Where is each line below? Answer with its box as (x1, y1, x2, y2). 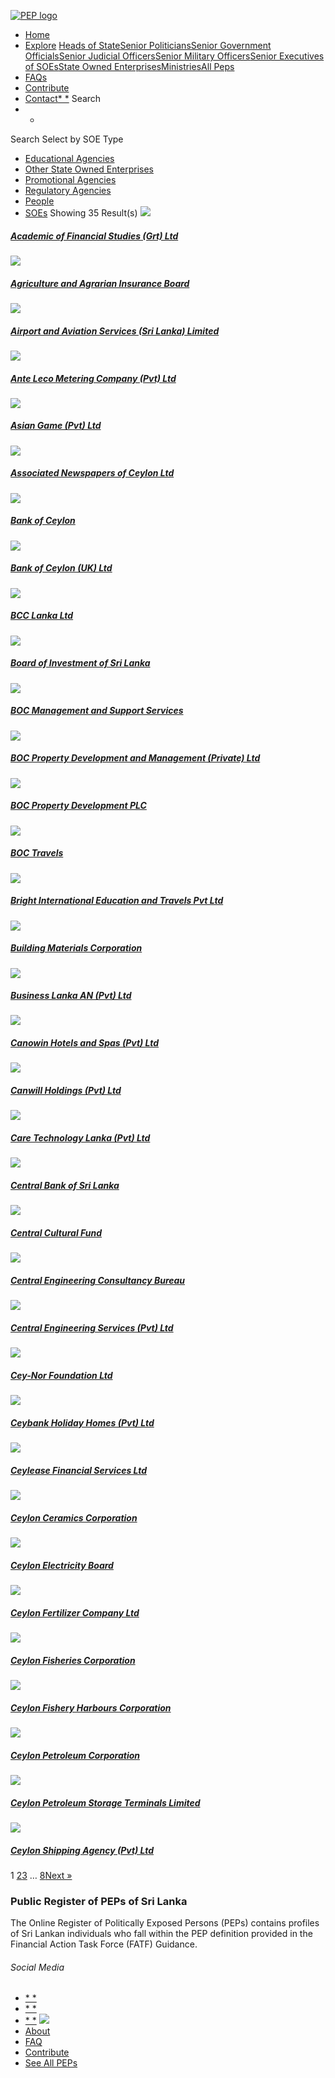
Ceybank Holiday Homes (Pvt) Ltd (10, 1416, 155, 1429)
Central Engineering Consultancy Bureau (10, 1274, 186, 1286)
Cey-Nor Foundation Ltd (10, 1369, 113, 1381)
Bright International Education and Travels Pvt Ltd (10, 895, 224, 907)
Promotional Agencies (24, 174, 117, 185)
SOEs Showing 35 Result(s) (24, 207, 138, 219)
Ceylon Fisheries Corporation (10, 1654, 136, 1666)
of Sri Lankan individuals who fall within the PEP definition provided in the (10, 1928, 313, 1940)
